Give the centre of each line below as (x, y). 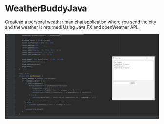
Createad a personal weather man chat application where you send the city (81, 22)
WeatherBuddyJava (46, 9)
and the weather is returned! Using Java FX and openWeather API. (72, 27)
